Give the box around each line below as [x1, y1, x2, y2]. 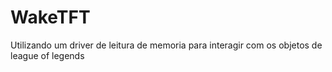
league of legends [10, 49, 85, 61]
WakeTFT [10, 6, 91, 29]
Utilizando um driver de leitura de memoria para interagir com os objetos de [10, 39, 323, 51]
